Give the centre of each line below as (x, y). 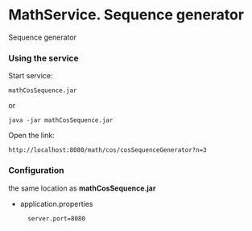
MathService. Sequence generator (126, 15)
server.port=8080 (57, 218)
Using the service (43, 58)
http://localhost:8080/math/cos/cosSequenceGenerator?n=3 (107, 150)
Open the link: (31, 136)
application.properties (57, 204)
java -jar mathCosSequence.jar (61, 120)
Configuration (36, 170)
